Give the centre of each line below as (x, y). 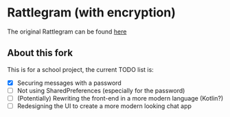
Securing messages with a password (69, 83)
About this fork (40, 53)
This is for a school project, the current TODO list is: (81, 69)
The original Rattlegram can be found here (67, 31)
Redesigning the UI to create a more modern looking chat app (104, 106)
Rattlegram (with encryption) (92, 13)
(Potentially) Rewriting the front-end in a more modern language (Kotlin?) (120, 98)
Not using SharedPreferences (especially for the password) (101, 90)
